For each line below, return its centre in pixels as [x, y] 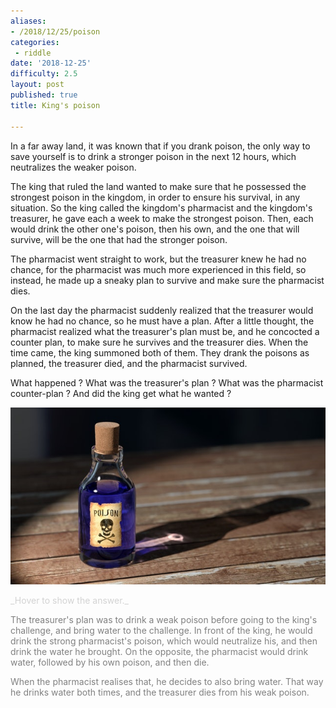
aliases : [28, 21]
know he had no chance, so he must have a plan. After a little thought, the [162, 321]
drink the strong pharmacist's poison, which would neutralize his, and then [164, 641]
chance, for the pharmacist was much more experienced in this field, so [158, 269]
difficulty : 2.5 [44, 74]
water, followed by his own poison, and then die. [110, 662]
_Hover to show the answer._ [69, 600]
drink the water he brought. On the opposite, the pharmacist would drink [159, 651]
